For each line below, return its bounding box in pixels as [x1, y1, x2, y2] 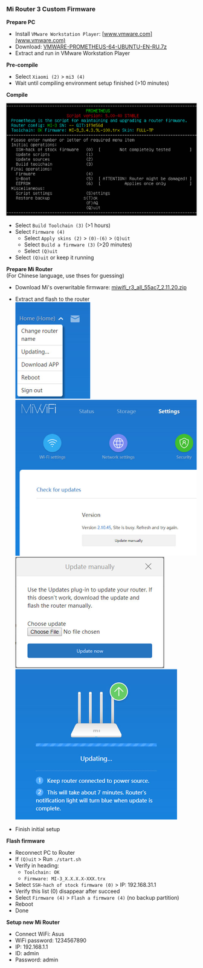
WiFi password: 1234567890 [14, 937, 86, 944]
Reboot [14, 901, 33, 908]
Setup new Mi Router [6, 919, 60, 926]
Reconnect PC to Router [14, 849, 76, 857]
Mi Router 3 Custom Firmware [6, 5, 96, 13]
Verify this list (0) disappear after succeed [14, 887, 120, 895]
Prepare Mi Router [6, 265, 53, 272]
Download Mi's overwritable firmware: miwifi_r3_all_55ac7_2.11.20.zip [14, 283, 187, 291]
